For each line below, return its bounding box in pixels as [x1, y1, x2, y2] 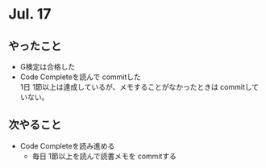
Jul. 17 [8, 5, 52, 23]
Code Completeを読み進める [19, 141, 115, 150]
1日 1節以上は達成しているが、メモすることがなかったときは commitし [19, 82, 252, 91]
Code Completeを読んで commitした [19, 72, 141, 82]
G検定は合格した [19, 62, 76, 71]
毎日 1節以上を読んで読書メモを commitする [31, 151, 177, 161]
